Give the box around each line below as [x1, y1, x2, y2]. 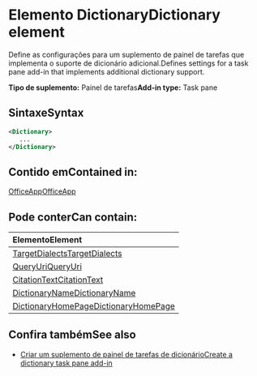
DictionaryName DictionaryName [12, 288, 136, 298]
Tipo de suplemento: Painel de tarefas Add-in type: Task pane [8, 83, 218, 92]
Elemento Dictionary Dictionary [8, 6, 221, 24]
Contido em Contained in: [8, 164, 138, 179]
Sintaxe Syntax [8, 106, 84, 120]
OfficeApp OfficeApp [8, 186, 76, 196]
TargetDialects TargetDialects [12, 248, 122, 258]
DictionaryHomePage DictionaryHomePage [12, 301, 176, 311]
